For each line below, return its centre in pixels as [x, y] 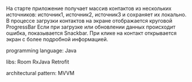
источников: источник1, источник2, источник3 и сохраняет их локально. [96, 15]
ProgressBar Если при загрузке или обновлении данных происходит [91, 27]
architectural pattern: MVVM [40, 73]
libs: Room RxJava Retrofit [38, 62]
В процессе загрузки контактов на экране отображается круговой [89, 21]
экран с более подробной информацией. [57, 39]
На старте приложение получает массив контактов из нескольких [89, 8]
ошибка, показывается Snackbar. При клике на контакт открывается [91, 33]
